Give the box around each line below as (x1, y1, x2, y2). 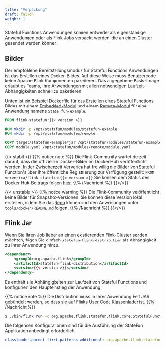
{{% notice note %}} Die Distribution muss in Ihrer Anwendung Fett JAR (5, 294, 150, 299)
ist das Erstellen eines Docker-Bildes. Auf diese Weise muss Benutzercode (5, 73, 156, 79)
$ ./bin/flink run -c (5, 314, 50, 319)
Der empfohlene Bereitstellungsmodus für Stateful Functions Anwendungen (5, 67, 158, 74)
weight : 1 (5, 16, 26, 21)
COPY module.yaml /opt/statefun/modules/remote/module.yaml (5, 144, 131, 150)
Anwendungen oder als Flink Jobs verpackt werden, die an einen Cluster (5, 35, 152, 41)
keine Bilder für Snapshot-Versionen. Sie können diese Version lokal (5, 194, 143, 200)
